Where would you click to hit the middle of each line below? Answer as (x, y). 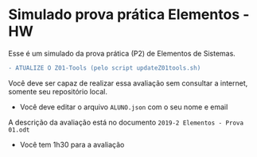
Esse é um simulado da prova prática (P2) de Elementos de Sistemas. (122, 53)
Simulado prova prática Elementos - (129, 15)
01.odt (19, 130)
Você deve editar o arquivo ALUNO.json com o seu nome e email (124, 107)
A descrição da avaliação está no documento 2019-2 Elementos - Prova (126, 122)
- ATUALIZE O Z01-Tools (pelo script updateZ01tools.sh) (105, 68)
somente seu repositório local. (58, 91)
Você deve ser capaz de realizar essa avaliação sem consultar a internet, (128, 83)
